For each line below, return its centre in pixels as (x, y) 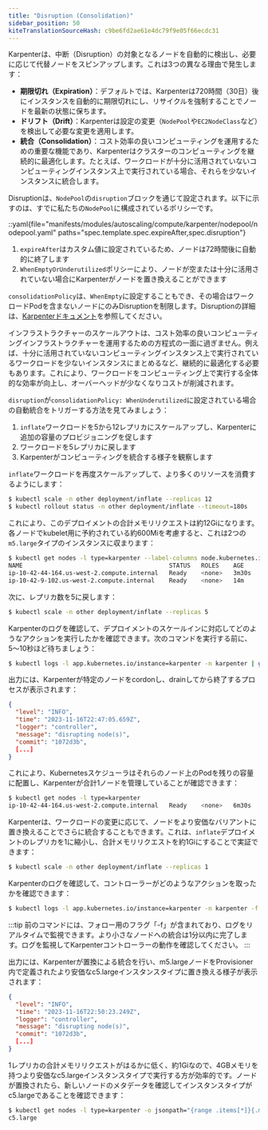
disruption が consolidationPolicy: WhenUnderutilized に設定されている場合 (132, 400)
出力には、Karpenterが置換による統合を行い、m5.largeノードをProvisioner (131, 961)
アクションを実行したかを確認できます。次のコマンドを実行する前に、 (137, 638)
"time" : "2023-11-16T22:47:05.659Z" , (78, 720)
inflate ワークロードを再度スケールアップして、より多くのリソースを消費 (129, 474)
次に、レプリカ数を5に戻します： (63, 597)
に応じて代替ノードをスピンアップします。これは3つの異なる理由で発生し (129, 64)
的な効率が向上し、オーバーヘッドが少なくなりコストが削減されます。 (123, 383)
